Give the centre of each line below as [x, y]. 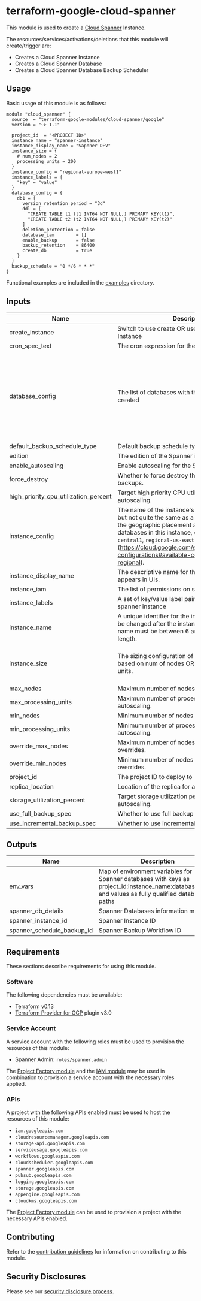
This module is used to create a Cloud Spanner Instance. [76, 28]
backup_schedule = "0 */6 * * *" [53, 266]
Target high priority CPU [152, 493]
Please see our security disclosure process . [60, 1291]
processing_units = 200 [47, 161]
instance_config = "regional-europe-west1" [66, 172]
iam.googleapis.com [39, 1131]
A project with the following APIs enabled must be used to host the [88, 1112]
